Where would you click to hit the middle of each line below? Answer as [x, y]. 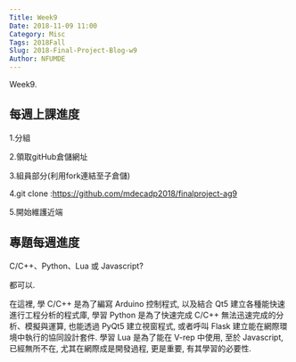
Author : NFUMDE [37, 59]
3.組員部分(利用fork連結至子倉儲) [70, 176]
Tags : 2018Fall [37, 42]
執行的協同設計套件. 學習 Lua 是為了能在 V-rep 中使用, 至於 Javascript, [154, 337]
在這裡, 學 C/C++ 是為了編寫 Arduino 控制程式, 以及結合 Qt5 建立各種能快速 [147, 303]
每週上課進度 [45, 115]
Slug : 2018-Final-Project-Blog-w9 [74, 51]
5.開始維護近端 [36, 211]
